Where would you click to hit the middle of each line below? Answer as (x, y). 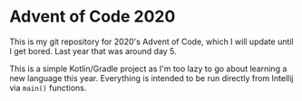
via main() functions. (48, 87)
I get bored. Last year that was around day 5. (93, 50)
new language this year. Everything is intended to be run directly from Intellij (151, 78)
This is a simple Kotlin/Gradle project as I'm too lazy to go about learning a (148, 69)
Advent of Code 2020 (93, 17)
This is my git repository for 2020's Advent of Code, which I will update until (151, 41)
